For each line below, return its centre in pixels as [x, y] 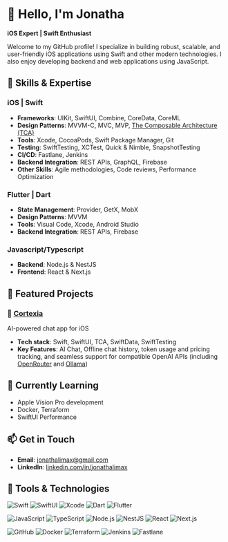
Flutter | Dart [29, 194]
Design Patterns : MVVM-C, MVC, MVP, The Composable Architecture [117, 125]
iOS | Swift [25, 103]
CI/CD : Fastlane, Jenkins [53, 154]
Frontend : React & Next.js [54, 272]
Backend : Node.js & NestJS [57, 265]
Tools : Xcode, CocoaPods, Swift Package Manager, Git [95, 140]
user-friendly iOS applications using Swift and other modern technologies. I [114, 54]
